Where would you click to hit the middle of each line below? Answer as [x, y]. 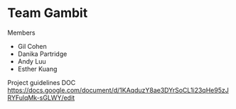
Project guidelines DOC [42, 82]
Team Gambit [48, 13]
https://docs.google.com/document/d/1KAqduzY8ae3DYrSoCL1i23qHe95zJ [118, 90]
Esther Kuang [37, 69]
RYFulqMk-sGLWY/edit [41, 98]
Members [21, 33]
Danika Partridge [42, 54]
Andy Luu [32, 61]
